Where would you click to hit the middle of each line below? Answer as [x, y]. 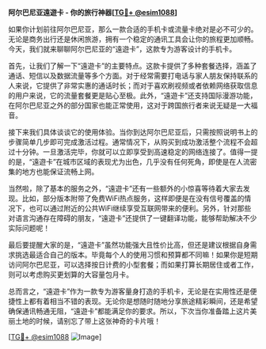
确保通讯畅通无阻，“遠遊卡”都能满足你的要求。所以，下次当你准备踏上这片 [129, 311]
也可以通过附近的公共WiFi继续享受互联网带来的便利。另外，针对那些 [140, 208]
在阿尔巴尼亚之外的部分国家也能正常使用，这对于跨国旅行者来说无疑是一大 [129, 105]
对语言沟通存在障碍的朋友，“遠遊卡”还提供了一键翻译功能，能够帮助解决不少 [133, 218]
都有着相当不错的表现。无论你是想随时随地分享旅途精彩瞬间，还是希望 [143, 301]
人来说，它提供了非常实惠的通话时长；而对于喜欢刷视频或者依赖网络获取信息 [133, 85]
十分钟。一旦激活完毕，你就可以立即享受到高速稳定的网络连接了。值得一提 [136, 152]
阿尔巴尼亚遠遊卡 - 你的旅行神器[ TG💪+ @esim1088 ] [93, 12]
